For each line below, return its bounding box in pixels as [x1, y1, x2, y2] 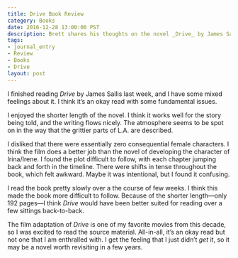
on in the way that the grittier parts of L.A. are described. [7, 126, 174, 134]
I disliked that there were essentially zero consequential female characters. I [7, 139, 229, 148]
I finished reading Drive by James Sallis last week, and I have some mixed [7, 90, 222, 98]
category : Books [7, 17, 55, 24]
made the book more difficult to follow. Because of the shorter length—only [7, 191, 227, 200]
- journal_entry [7, 43, 55, 50]
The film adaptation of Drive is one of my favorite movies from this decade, [7, 220, 227, 228]
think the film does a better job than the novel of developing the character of [7, 147, 230, 156]
